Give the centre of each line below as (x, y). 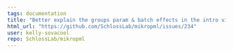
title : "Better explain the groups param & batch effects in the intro (113, 20)
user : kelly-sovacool (38, 33)
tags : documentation (37, 13)
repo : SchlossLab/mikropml (46, 39)
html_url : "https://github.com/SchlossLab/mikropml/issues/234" (102, 26)
